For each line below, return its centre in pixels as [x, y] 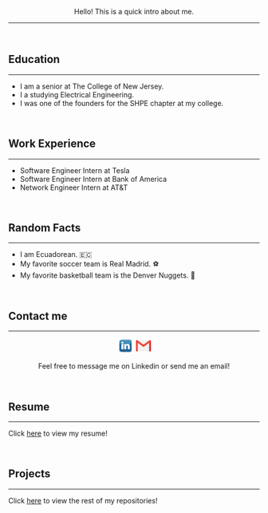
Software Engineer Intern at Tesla [75, 170]
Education [34, 59]
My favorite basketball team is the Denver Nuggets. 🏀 [107, 275]
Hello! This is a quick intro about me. [134, 12]
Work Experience [52, 144]
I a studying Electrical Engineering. [77, 94]
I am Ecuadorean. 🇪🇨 [56, 255]
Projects [30, 474]
